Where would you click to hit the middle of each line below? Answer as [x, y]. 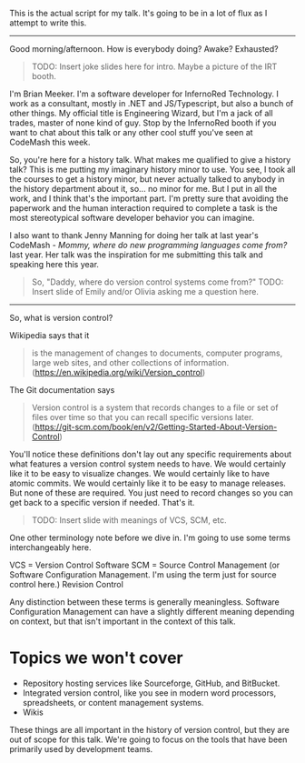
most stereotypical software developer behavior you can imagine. [132, 218]
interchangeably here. [50, 547]
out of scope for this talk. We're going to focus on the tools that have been [148, 739]
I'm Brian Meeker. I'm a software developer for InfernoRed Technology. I [144, 94]
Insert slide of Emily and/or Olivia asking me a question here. [145, 291]
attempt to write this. [48, 23]
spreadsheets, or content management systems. [113, 702]
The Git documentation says [62, 390]
